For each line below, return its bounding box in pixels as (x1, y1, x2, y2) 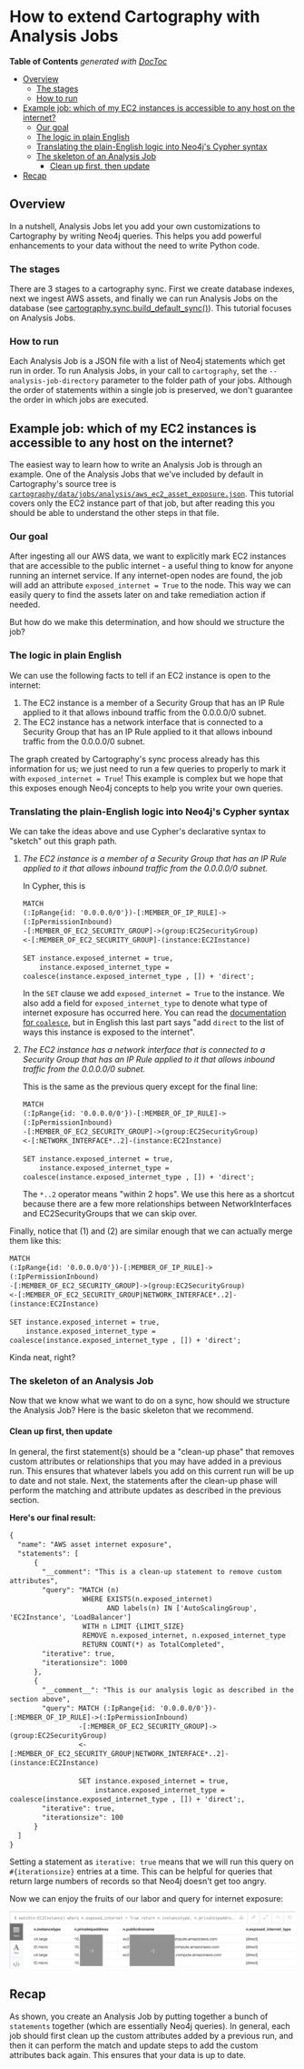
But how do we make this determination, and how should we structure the (9, 617, 285, 628)
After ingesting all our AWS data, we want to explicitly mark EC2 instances (9, 550, 287, 561)
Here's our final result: (9, 1512, 96, 1523)
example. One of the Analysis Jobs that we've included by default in (9, 469, 264, 479)
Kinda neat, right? (9, 1352, 76, 1363)
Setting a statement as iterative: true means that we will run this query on (9, 1856, 294, 1867)
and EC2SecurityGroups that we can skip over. (22, 1208, 198, 1219)
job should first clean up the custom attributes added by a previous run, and (9, 2030, 293, 2041)
